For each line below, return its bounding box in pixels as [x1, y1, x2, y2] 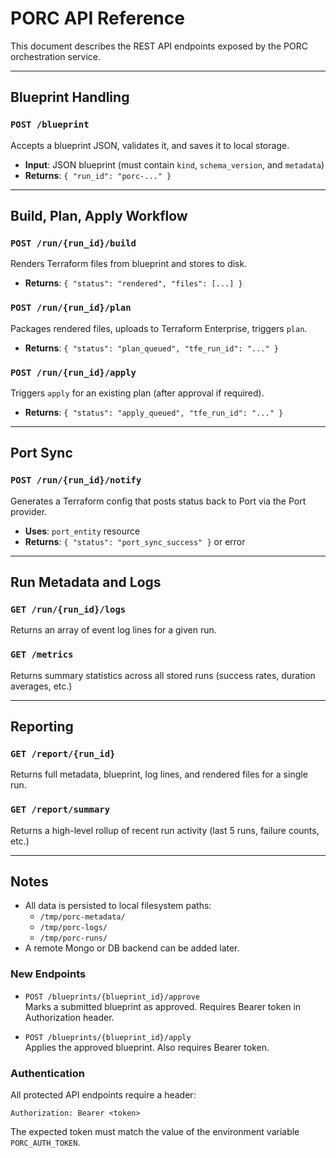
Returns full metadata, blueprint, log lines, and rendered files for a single [10, 768, 308, 781]
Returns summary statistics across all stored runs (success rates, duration [10, 669, 316, 681]
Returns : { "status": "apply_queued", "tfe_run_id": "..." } [24, 406, 284, 418]
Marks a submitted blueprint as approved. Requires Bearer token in [24, 1000, 302, 1012]
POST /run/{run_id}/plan [10, 302, 132, 314]
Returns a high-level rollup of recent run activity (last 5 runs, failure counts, [10, 824, 320, 836]
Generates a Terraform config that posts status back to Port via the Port [10, 495, 307, 507]
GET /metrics [10, 649, 74, 661]
